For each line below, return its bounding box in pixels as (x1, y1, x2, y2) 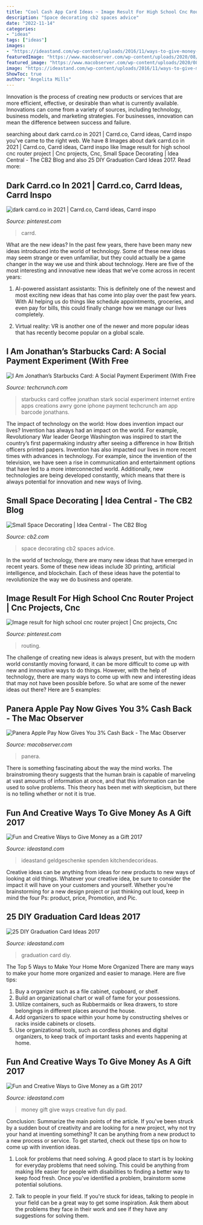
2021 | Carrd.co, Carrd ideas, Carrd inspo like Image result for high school (6, 144, 190, 151)
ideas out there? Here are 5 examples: (6, 686, 101, 694)
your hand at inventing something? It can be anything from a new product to (6, 1130, 196, 1138)
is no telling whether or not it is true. (6, 790, 96, 797)
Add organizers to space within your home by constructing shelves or (14, 1013, 189, 1021)
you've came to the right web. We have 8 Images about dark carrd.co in (6, 137, 185, 144)
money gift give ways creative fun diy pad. (21, 1106, 127, 1113)
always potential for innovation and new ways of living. (6, 478, 143, 485)
